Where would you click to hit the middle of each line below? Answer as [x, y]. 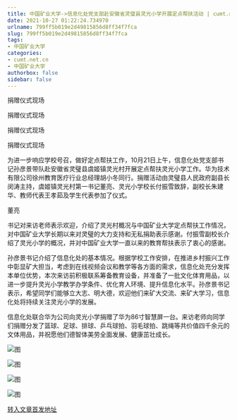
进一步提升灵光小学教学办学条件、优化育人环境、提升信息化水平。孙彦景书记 [119, 284]
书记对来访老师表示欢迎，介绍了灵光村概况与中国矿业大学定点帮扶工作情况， [119, 226]
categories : [25, 54]
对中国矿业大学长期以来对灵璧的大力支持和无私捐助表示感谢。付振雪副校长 [115, 234]
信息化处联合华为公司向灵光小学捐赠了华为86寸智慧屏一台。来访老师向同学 [116, 317]
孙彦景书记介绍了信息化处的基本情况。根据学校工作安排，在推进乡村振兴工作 [119, 258]
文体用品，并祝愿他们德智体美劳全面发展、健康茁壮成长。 [91, 335]
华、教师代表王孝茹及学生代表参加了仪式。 [69, 195]
